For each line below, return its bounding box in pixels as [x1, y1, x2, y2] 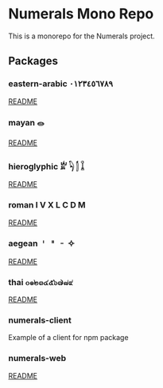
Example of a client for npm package [8, 333, 129, 342]
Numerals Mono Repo [8, 5, 154, 23]
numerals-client [8, 315, 72, 326]
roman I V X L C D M [8, 200, 86, 211]
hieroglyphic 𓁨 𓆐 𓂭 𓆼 [8, 160, 85, 172]
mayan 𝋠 [8, 117, 45, 128]
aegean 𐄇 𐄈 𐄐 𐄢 [8, 238, 76, 249]
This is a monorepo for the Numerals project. [8, 31, 155, 41]
